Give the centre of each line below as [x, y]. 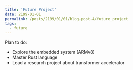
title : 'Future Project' [31, 10]
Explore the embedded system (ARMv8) [53, 52]
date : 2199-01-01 [23, 14]
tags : [11, 24]
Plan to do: [16, 42]
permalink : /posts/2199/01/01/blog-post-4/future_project [66, 19]
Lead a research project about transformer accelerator [68, 63]
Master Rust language [35, 57]
